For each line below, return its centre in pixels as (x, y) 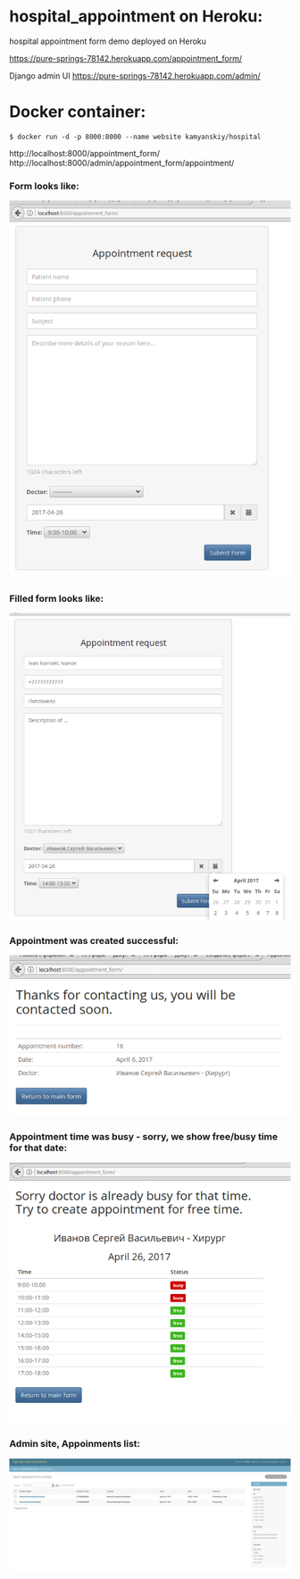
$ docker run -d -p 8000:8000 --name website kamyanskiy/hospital (135, 137)
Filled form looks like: (57, 598)
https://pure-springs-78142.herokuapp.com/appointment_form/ (126, 58)
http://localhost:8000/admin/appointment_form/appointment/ (122, 163)
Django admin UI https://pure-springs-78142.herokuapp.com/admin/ (135, 75)
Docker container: (78, 112)
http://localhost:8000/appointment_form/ (85, 153)
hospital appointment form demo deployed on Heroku (108, 41)
